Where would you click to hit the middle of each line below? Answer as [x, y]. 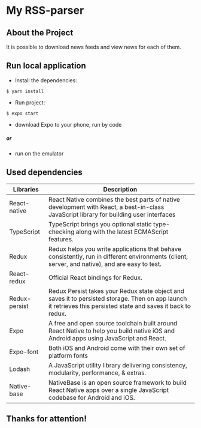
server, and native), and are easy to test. [105, 264]
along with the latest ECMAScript [122, 232]
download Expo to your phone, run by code [68, 124]
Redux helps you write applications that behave [115, 249]
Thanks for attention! [46, 419]
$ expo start [22, 113]
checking [61, 232]
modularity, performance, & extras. [97, 373]
